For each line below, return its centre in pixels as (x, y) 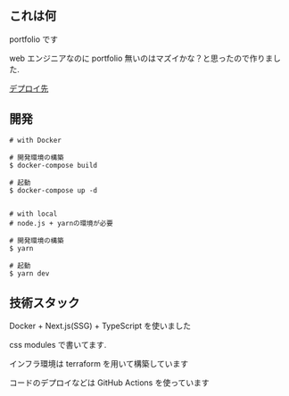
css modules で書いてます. (58, 345)
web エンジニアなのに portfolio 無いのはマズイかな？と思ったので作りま (141, 58)
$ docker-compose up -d (54, 190)
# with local (33, 214)
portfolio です (33, 39)
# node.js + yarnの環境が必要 (61, 223)
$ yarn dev (29, 273)
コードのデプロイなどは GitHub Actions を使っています (109, 383)
